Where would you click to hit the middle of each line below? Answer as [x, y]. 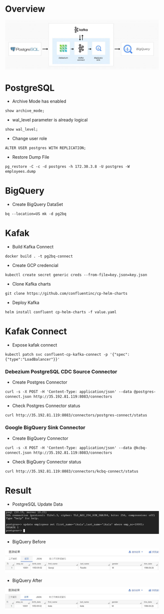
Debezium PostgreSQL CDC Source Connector [61, 372]
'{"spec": [120, 355]
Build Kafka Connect [33, 247]
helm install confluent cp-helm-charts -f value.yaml [61, 312]
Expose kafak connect [34, 345]
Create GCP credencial [35, 266]
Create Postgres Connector [40, 382]
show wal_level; [21, 130]
